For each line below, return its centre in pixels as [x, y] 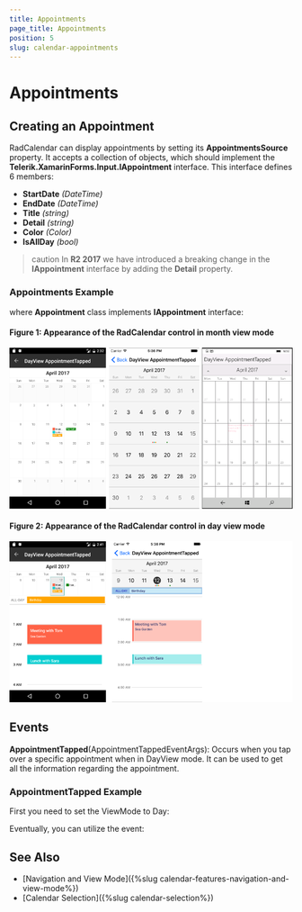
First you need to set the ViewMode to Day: [89, 811]
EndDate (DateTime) [60, 203]
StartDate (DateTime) [62, 194]
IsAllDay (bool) [50, 242]
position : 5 [31, 38]
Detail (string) [48, 223]
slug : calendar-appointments [64, 48]
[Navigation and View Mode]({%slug [90, 879]
